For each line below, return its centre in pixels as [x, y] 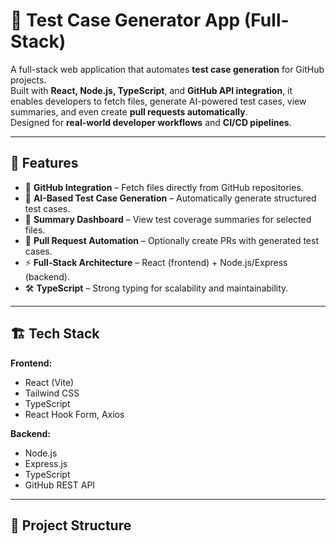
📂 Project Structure [71, 525]
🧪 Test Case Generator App [125, 20]
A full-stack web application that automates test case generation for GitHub [167, 69]
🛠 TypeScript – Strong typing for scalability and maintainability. [156, 288]
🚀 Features [44, 163]
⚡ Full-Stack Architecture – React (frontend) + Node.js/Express [156, 262]
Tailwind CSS [52, 393]
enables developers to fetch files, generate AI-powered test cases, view [158, 101]
